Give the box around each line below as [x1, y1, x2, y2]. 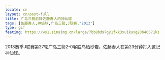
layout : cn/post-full [5, 12, 50, 17]
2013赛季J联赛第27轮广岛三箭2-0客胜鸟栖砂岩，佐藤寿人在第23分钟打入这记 [5, 44, 161, 49]
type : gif [5, 25, 26, 30]
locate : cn [5, 7, 28, 12]
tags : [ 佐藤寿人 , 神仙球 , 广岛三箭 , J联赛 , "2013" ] [5, 20, 95, 26]
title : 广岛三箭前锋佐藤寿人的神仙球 [5, 16, 72, 21]
